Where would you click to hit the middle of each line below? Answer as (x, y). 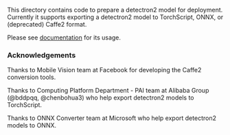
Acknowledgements (42, 55)
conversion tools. (32, 77)
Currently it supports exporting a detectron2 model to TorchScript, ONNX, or (115, 17)
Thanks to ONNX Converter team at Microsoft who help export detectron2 (112, 118)
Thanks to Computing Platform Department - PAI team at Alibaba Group (108, 91)
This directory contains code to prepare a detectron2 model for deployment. (115, 10)
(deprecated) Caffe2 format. (47, 24)
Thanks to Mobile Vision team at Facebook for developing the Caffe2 (104, 70)
